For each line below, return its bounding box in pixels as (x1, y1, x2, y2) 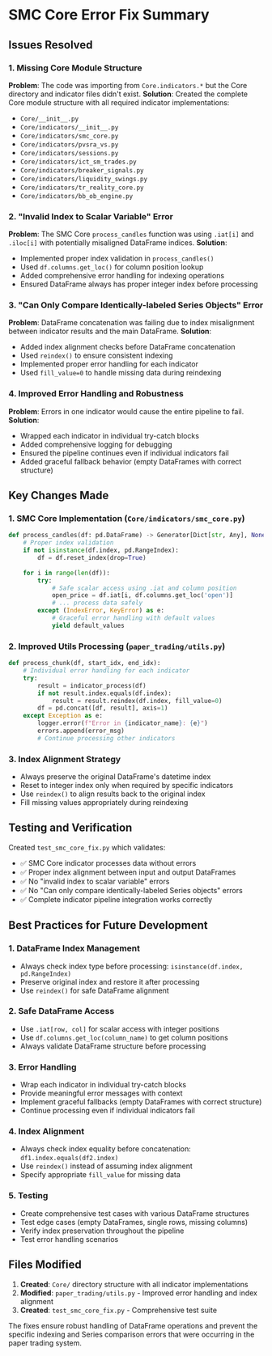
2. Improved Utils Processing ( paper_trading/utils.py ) (8, 641, 226, 652)
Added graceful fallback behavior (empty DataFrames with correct (19, 456, 242, 466)
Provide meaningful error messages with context (19, 1088, 184, 1098)
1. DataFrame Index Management (8, 943, 140, 954)
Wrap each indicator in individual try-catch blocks (19, 1080, 187, 1090)
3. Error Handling (8, 1061, 77, 1073)
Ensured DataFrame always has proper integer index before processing (19, 279, 258, 289)
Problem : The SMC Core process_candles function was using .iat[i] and (8, 229, 254, 239)
